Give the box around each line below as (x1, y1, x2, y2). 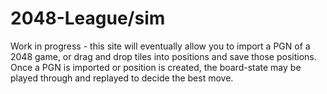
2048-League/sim (10, 7, 166, 30)
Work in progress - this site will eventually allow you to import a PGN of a (10, 40, 311, 52)
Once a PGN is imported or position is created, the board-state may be (10, 61, 302, 73)
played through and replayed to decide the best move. (10, 72, 234, 84)
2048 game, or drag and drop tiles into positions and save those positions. (10, 50, 317, 62)
